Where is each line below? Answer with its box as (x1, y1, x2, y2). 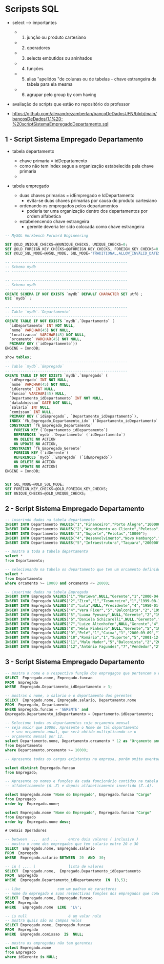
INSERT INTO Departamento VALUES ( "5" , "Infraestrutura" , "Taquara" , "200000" (5, 540, 161, 545)
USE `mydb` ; (5, 296, 32, 301)
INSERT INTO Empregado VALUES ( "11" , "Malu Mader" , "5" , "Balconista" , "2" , (5, 640, 154, 645)
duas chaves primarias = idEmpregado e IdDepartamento (19, 192, 135, 198)
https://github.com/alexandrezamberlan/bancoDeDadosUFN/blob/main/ (12, 110, 157, 116)
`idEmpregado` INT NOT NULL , (9, 377, 69, 383)
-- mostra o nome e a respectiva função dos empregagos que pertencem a (5, 670, 156, 676)
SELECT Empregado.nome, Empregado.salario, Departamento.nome (5, 698, 137, 703)
